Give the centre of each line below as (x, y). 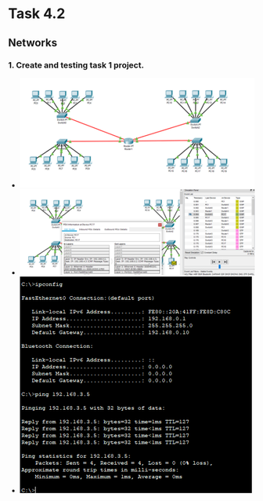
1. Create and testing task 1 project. (76, 65)
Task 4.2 (37, 14)
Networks (32, 43)
